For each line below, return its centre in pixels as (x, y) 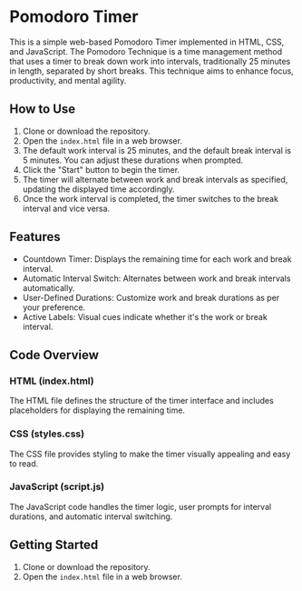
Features (35, 237)
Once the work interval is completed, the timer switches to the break (151, 198)
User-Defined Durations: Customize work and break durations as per (151, 297)
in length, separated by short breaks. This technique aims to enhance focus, (152, 71)
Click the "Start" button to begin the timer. (101, 169)
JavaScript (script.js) (57, 486)
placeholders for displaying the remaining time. (97, 410)
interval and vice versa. (66, 208)
